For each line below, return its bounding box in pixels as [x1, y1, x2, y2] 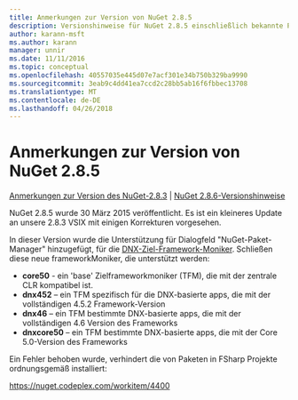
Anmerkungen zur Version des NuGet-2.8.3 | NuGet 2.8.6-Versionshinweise [9, 190, 286, 201]
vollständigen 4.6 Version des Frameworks [21, 317, 178, 329]
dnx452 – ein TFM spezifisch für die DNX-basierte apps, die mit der [21, 290, 271, 300]
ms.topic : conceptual [9, 63, 90, 72]
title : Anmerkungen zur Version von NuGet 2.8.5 [9, 12, 192, 22]
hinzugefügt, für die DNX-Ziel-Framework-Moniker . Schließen [47, 244, 273, 254]
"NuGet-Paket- [216, 235, 272, 245]
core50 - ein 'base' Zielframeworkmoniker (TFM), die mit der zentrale [21, 270, 278, 281]
